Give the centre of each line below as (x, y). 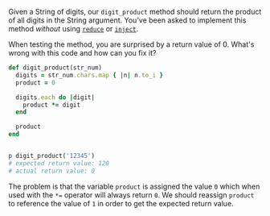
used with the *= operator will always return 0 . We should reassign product (131, 195)
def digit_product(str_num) (55, 68)
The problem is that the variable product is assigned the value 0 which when (134, 186)
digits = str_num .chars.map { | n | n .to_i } (89, 75)
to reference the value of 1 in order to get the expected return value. (121, 203)
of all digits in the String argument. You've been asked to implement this (127, 20)
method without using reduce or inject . (74, 29)
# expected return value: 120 (59, 163)
